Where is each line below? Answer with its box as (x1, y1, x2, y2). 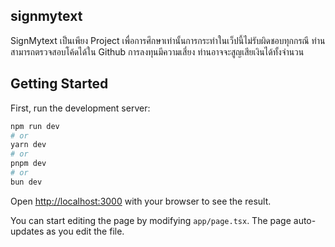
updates (10, 225, 45, 237)
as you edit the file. (46, 225, 125, 237)
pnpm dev (10, 159, 47, 169)
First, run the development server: (10, 102, 151, 114)
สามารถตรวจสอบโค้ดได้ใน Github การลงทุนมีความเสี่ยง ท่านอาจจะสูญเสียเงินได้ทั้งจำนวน (10, 45, 305, 58)
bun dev (10, 177, 43, 187)
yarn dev (10, 140, 47, 150)
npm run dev (10, 121, 60, 131)
